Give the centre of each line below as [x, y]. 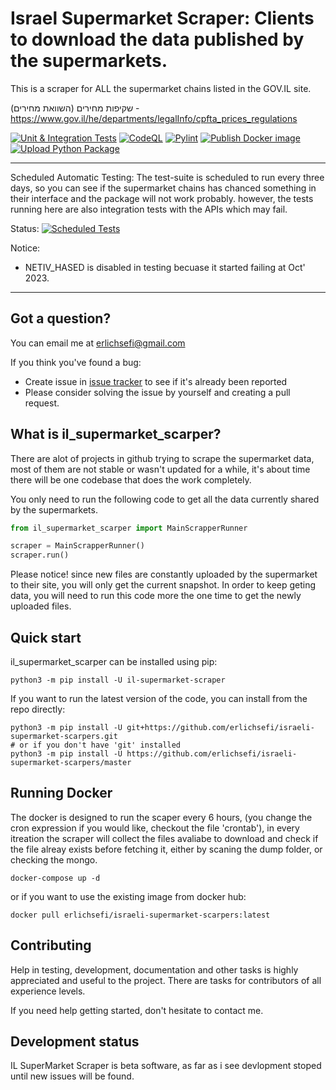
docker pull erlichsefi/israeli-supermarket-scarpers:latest [140, 915]
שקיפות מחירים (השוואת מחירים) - [75, 108]
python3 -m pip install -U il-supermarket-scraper [118, 680]
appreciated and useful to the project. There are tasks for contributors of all [166, 980]
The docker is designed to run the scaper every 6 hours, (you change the [161, 817]
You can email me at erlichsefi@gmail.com [98, 343]
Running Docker [61, 793]
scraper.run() [40, 555]
